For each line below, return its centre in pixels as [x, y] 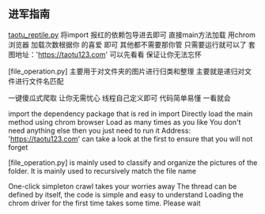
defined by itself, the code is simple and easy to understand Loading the [126, 194]
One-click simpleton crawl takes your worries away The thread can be [123, 186]
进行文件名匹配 [39, 81]
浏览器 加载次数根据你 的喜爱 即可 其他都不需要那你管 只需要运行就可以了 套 [132, 44]
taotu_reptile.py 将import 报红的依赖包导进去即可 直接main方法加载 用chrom [132, 35]
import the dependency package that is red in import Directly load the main [131, 114]
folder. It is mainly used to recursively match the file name [102, 171]
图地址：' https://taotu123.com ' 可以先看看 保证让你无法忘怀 [105, 54]
